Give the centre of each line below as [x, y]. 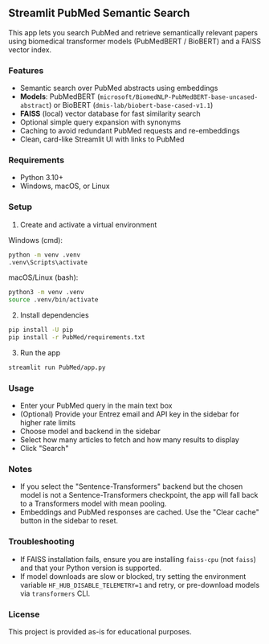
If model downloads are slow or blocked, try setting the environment [133, 576]
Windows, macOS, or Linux [65, 186]
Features [26, 70]
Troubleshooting [41, 542]
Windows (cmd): [35, 240]
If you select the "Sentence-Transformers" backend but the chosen [131, 486]
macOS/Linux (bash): [43, 277]
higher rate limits [48, 423]
